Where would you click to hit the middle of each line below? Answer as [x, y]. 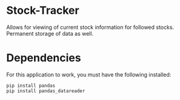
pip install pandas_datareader [46, 91]
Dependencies [44, 58]
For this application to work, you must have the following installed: [89, 74]
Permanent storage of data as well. [50, 33]
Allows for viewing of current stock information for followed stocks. [90, 27]
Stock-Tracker [43, 11]
